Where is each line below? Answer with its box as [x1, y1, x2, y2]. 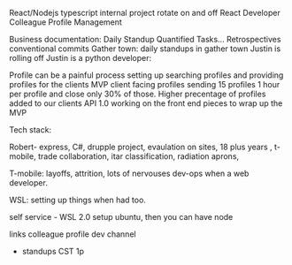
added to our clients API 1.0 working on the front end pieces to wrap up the [9, 98, 283, 109]
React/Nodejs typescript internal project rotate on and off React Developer [9, 8, 280, 18]
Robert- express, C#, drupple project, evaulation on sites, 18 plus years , [9, 141, 273, 152]
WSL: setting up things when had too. [9, 194, 146, 205]
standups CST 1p [21, 246, 85, 256]
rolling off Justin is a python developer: [9, 53, 152, 63]
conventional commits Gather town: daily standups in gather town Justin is [9, 43, 281, 54]
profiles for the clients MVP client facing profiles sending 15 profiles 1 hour [9, 79, 280, 89]
